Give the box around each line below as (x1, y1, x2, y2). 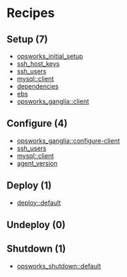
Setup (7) (6, 33, 49, 45)
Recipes (6, 5, 55, 21)
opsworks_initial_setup (16, 52, 83, 60)
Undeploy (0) (6, 219, 66, 231)
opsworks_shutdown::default (16, 261, 102, 270)
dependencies (16, 82, 59, 90)
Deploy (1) (6, 179, 52, 192)
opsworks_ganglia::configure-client (16, 136, 121, 145)
